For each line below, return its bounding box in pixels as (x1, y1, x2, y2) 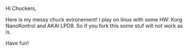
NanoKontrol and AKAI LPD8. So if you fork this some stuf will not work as (5, 23, 183, 29)
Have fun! (5, 40, 29, 46)
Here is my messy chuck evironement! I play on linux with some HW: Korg (5, 16, 183, 23)
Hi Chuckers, (5, 5, 37, 12)
